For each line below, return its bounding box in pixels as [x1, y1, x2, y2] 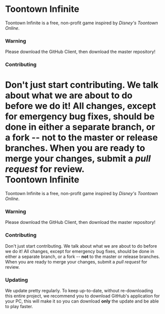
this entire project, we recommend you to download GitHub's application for [5, 293, 160, 299]
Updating [5, 276, 28, 283]
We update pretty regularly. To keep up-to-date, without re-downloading [5, 287, 154, 293]
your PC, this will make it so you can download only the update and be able [5, 298, 159, 304]
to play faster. [5, 303, 33, 309]
